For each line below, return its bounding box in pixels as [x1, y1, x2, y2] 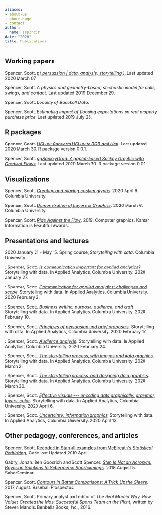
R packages [5, 128, 41, 136]
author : [5, 25, 21, 30]
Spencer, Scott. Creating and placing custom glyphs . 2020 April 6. [5, 188, 139, 194]
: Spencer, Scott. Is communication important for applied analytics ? [5, 264, 141, 270]
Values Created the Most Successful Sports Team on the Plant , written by [5, 499, 153, 505]
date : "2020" [5, 35, 32, 40]
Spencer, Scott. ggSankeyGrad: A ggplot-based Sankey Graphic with [5, 156, 144, 162]
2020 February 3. [5, 294, 40, 300]
